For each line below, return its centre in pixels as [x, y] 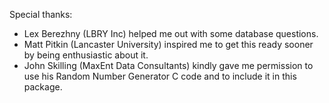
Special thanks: [41, 14]
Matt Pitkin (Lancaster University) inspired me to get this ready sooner [168, 44]
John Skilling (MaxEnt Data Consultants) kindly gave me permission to [168, 65]
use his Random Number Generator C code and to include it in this [160, 76]
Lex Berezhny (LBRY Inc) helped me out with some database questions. [171, 33]
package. [43, 87]
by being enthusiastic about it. [86, 55]
